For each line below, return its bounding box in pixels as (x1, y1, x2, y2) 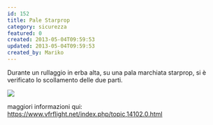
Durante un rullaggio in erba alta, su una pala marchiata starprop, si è (7, 68, 207, 77)
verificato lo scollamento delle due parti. (7, 75, 124, 84)
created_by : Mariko (7, 50, 64, 57)
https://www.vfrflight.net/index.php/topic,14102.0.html (7, 110, 163, 118)
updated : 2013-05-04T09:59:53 (7, 43, 96, 50)
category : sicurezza (7, 23, 68, 30)
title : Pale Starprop (7, 17, 71, 24)
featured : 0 (7, 29, 42, 37)
